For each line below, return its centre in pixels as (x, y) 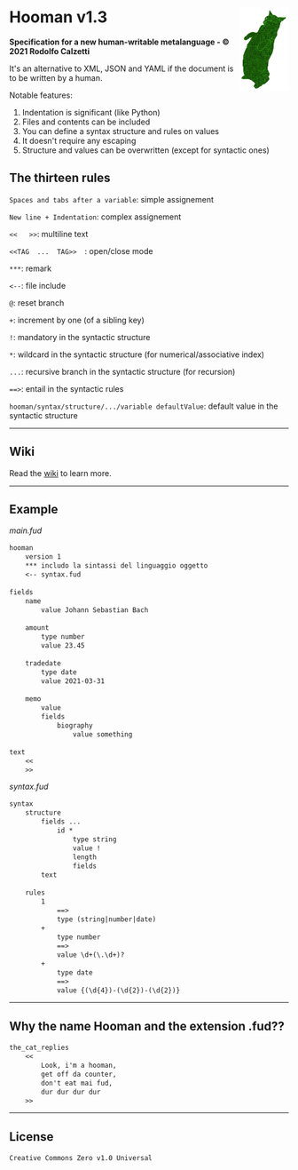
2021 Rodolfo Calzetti (50, 51)
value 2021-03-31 (73, 681)
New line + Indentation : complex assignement (95, 217)
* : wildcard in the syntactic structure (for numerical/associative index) (137, 354)
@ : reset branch (37, 302)
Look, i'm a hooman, (79, 1066)
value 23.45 (63, 646)
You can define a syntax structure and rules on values (121, 131)
